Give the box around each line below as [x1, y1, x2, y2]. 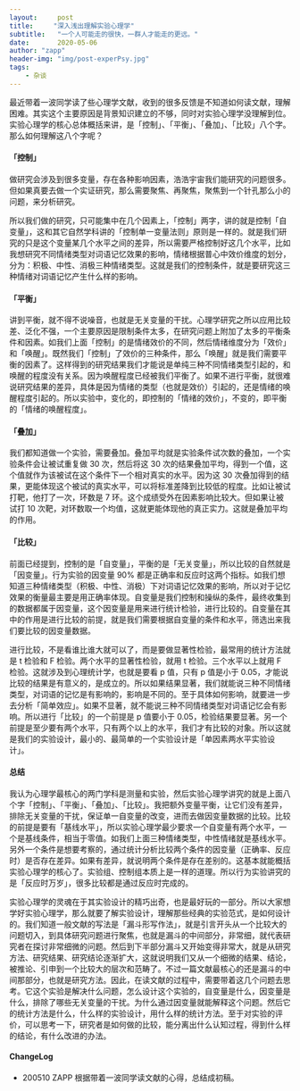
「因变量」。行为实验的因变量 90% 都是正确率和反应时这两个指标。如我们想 [9, 569, 286, 580]
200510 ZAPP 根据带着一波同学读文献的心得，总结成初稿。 [21, 1072, 239, 1083]
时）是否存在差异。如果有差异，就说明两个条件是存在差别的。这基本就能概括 [9, 854, 291, 866]
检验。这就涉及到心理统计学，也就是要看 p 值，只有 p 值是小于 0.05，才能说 [9, 666, 289, 677]
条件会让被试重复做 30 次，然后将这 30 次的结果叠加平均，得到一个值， [16, 459, 280, 470]
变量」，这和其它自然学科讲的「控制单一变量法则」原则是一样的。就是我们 [9, 226, 279, 237]
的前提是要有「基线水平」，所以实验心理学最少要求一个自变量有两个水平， [9, 821, 279, 832]
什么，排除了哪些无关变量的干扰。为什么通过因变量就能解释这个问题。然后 [9, 996, 283, 1007]
